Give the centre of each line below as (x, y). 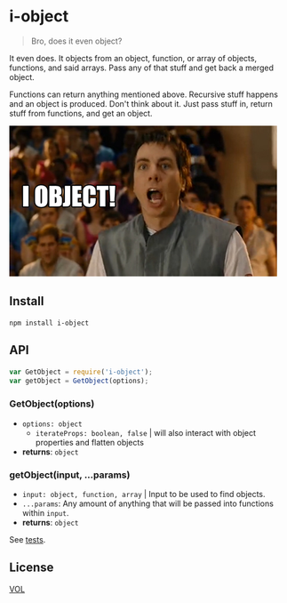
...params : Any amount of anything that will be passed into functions (147, 503)
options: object (52, 424)
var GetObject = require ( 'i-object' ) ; (81, 372)
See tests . (28, 539)
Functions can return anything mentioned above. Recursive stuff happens (143, 94)
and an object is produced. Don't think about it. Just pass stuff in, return (141, 103)
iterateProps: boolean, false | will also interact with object (145, 432)
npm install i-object (49, 323)
